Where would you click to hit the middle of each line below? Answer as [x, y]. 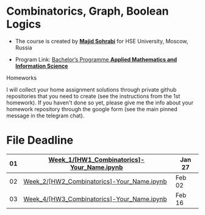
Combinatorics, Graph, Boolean [88, 11]
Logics [24, 24]
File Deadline [40, 140]
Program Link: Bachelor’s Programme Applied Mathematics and [96, 59]
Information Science [41, 66]
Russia [23, 48]
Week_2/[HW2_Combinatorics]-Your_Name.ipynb [95, 181]
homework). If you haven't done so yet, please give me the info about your [100, 103]
